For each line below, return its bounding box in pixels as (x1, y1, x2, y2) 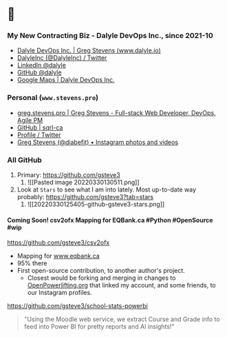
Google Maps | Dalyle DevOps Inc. (17, 76, 115, 84)
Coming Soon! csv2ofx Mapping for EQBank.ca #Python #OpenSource (7, 216, 213, 224)
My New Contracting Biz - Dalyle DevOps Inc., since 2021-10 (7, 31, 213, 41)
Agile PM (17, 116, 43, 124)
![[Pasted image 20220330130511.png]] (27, 178, 140, 187)
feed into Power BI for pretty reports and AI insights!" (23, 323, 175, 331)
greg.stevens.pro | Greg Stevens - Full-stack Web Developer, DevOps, (17, 108, 216, 116)
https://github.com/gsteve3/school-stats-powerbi (7, 302, 148, 310)
